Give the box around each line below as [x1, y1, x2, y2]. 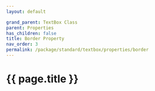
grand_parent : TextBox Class [6, 19, 78, 25]
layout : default [6, 8, 46, 15]
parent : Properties [6, 25, 54, 31]
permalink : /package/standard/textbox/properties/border [6, 47, 149, 53]
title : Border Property [6, 36, 65, 42]
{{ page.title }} [6, 72, 79, 86]
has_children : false [6, 30, 57, 36]
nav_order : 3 [6, 41, 38, 47]
